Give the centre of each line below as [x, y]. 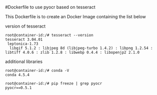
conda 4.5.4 [17, 75]
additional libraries [24, 62]
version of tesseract [25, 26]
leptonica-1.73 [23, 44]
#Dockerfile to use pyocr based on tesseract [50, 7]
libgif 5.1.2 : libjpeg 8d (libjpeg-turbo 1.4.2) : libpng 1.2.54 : [81, 48]
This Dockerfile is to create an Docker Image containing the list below [76, 16]
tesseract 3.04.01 [24, 39]
